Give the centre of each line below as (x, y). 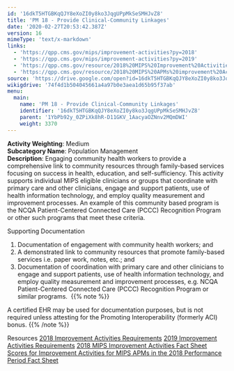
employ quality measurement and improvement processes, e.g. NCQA (117, 281)
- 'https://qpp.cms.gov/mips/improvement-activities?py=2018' (106, 53)
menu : (15, 91)
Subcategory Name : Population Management (73, 151)
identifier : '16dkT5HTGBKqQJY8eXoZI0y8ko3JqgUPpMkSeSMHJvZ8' (110, 111)
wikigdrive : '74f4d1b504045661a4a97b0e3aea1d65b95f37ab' (92, 85)
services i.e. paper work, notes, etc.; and (76, 259)
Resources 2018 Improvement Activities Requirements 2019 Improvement (112, 338)
